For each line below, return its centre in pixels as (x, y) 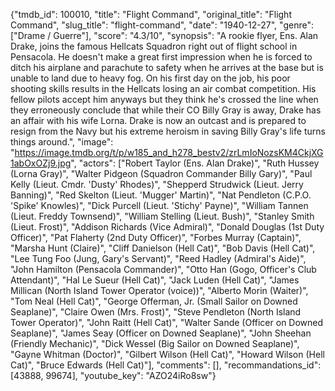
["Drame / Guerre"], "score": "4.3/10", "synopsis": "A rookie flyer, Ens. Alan (164, 35)
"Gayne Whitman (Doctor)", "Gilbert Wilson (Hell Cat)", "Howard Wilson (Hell (167, 354)
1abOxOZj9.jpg (41, 163)
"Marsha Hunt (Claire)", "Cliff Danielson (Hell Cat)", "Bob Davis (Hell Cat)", (163, 248)
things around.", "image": (62, 142)
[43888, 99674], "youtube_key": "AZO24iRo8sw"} (113, 375)
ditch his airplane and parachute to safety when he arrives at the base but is (167, 67)
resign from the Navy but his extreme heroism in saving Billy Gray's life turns (168, 131)
